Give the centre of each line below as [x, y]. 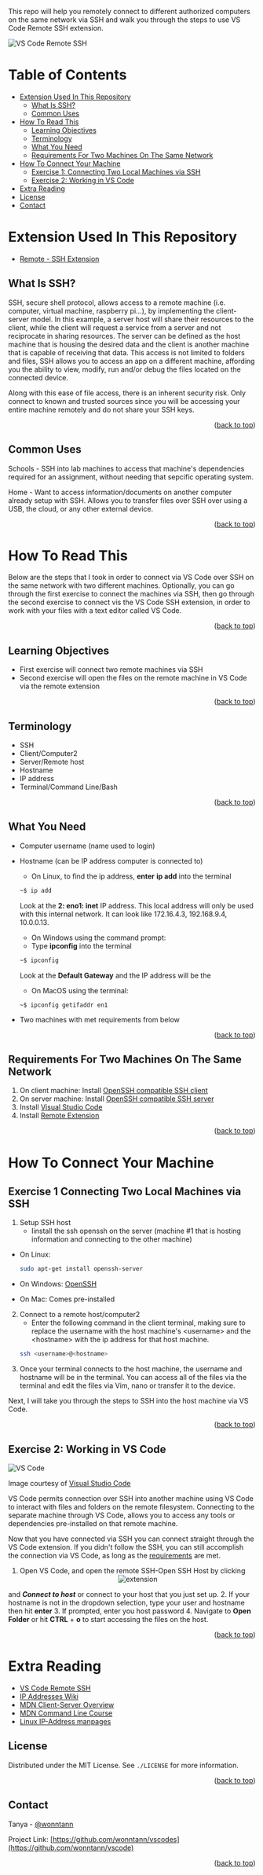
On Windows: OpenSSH [58, 1284]
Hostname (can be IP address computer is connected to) [111, 860]
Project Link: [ [31, 1839]
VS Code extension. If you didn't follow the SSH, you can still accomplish [126, 1547]
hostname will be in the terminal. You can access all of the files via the [133, 1378]
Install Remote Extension [59, 1116]
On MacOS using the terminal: [80, 990]
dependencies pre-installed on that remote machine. [93, 1523]
